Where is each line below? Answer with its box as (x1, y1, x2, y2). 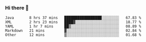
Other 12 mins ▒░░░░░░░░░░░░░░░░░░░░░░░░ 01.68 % (5, 33, 141, 38)
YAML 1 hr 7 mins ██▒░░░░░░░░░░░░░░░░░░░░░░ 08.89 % (5, 24, 141, 29)
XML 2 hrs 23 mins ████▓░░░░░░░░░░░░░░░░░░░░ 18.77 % (5, 20, 141, 25)
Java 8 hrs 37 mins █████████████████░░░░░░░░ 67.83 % (5, 16, 141, 21)
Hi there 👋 (5, 4, 29, 11)
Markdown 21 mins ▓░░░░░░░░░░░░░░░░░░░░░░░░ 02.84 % (5, 28, 141, 33)
